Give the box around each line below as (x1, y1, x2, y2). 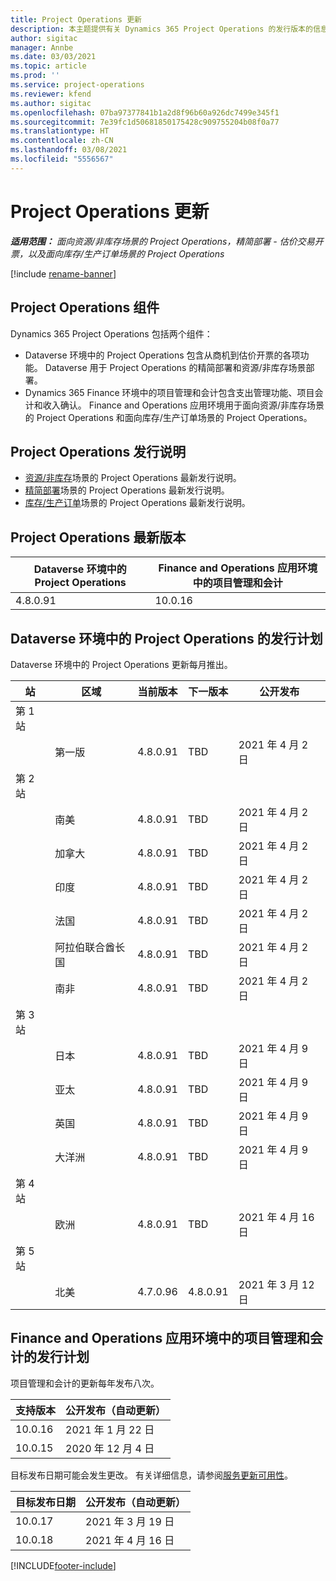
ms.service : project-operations (10, 80, 145, 90)
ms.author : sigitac (10, 98, 92, 108)
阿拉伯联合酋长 (54, 940, 126, 954)
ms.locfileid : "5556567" (10, 154, 114, 164)
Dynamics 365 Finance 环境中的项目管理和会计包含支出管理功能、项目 (24, 386, 315, 398)
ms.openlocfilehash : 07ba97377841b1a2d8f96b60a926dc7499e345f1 (10, 107, 280, 118)
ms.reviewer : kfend (10, 89, 92, 99)
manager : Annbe (10, 42, 74, 53)
